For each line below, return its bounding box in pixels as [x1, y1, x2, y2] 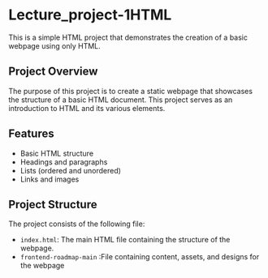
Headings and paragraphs [19, 156, 108, 167]
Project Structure [8, 197, 97, 212]
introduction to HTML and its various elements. [8, 103, 166, 113]
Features [8, 127, 54, 141]
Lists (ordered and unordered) [19, 165, 122, 175]
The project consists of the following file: [8, 219, 145, 229]
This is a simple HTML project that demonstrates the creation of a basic [8, 32, 248, 42]
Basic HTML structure [19, 148, 94, 158]
